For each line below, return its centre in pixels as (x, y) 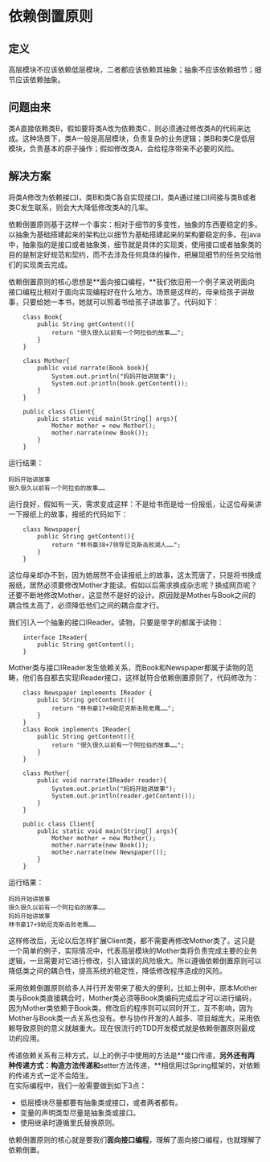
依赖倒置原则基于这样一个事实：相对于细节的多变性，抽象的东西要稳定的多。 (135, 224)
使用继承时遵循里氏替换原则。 (69, 1123)
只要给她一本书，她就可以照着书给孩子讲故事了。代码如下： (121, 302)
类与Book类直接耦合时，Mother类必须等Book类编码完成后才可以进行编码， (132, 998)
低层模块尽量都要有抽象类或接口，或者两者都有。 (101, 1102)
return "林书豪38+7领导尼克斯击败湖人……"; (116, 545)
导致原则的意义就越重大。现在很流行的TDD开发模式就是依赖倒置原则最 (132, 1028)
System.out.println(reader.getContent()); (123, 796)
